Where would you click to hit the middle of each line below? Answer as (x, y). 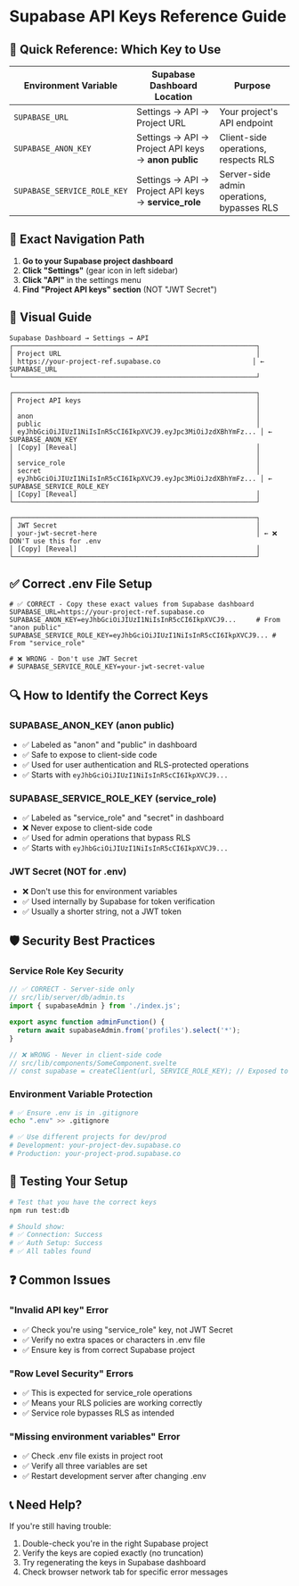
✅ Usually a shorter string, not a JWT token (102, 911)
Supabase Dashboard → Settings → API (79, 338)
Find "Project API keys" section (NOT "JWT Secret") (120, 289)
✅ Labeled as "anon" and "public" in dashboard (109, 745)
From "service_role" (48, 644)
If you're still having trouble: (60, 1526)
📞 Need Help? (46, 1504)
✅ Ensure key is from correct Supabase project (109, 1349)
